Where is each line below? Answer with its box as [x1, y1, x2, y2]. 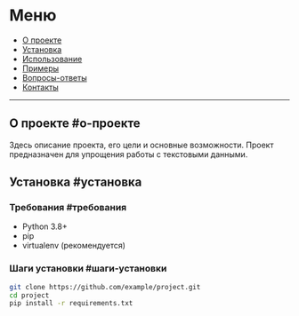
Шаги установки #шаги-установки [9, 263, 167, 275]
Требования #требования [9, 201, 127, 214]
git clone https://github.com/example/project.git [9, 282, 201, 291]
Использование [21, 53, 83, 64]
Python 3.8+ [21, 221, 69, 232]
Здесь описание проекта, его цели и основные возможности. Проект [9, 139, 274, 150]
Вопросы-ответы [21, 72, 87, 83]
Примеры [21, 63, 60, 74]
